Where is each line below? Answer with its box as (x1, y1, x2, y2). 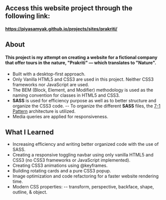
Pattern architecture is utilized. (12, 108, 76, 114)
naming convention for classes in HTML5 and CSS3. (12, 92, 120, 98)
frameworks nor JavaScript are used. (12, 81, 89, 87)
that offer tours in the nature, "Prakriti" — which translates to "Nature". (5, 60, 156, 66)
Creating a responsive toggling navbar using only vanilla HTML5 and (12, 152, 153, 158)
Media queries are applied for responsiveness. (12, 113, 108, 119)
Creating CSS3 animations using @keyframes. (12, 162, 108, 168)
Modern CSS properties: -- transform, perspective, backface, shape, (12, 184, 154, 190)
